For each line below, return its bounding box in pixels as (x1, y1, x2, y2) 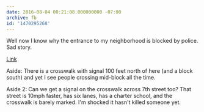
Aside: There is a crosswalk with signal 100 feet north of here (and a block (6, 67, 193, 75)
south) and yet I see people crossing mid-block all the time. (6, 74, 156, 81)
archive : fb (6, 15, 37, 21)
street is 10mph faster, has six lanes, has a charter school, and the (6, 92, 173, 100)
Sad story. (6, 43, 32, 51)
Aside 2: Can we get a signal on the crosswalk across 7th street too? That (6, 86, 191, 93)
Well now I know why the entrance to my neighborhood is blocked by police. (6, 37, 199, 45)
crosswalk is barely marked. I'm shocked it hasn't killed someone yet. (6, 99, 181, 106)
